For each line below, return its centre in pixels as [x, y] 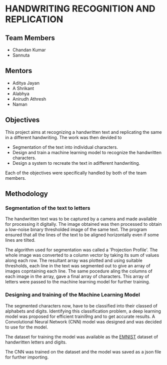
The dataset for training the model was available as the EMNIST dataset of [82, 336]
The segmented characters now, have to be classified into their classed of [81, 305]
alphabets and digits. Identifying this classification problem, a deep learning [83, 311]
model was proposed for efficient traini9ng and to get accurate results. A [80, 316]
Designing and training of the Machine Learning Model [72, 295]
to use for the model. [27, 327]
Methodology [27, 194]
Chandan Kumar [29, 50]
